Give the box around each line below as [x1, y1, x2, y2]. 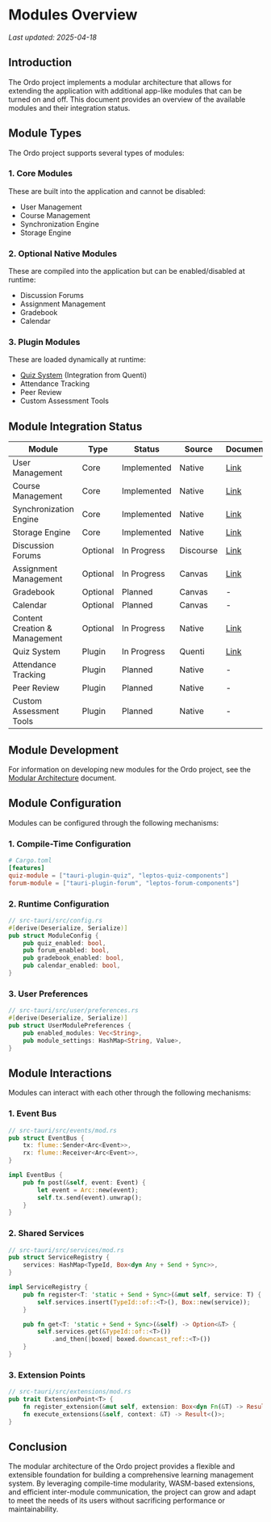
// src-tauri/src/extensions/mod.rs [8, 1388, 131, 1396]
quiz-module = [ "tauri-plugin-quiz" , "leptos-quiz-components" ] [8, 871, 229, 880]
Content [12, 612, 43, 624]
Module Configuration [8, 797, 122, 810]
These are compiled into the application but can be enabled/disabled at [8, 267, 245, 276]
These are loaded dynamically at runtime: [8, 355, 147, 364]
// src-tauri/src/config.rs [8, 916, 103, 924]
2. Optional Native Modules [8, 248, 118, 259]
